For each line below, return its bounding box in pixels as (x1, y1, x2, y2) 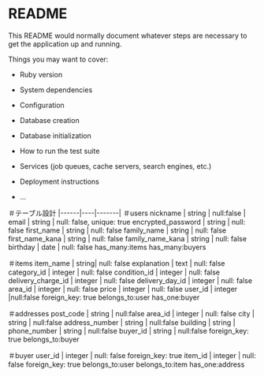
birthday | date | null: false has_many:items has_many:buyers (8, 242, 206, 252)
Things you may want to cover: (8, 54, 109, 64)
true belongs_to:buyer (8, 334, 80, 344)
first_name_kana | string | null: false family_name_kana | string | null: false (8, 233, 247, 243)
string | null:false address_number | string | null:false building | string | (8, 317, 236, 327)
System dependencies (19, 84, 93, 95)
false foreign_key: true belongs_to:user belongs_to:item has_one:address (8, 360, 245, 369)
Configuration (19, 100, 65, 110)
